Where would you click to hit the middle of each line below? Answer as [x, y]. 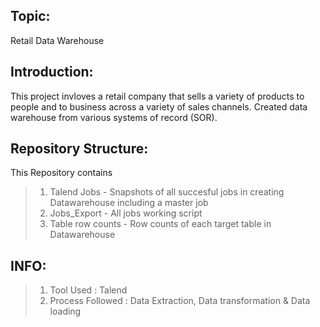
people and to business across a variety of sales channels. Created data [159, 106]
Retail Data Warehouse [57, 40]
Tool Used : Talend [88, 290]
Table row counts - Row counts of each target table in [160, 224]
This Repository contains [61, 173]
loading [65, 311]
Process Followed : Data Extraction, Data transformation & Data [180, 301]
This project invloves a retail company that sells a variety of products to [157, 96]
